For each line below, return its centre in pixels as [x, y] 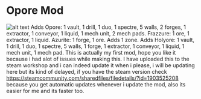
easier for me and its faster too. [45, 91]
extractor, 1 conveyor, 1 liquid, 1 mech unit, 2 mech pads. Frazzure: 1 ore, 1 [98, 33]
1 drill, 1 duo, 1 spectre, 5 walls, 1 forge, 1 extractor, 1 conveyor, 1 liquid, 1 [95, 46]
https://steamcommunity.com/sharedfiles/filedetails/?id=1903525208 [93, 78]
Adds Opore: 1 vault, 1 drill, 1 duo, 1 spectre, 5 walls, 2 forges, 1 [108, 27]
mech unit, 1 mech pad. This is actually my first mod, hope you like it [91, 52]
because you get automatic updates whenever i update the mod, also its [96, 84]
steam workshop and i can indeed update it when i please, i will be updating [101, 65]
